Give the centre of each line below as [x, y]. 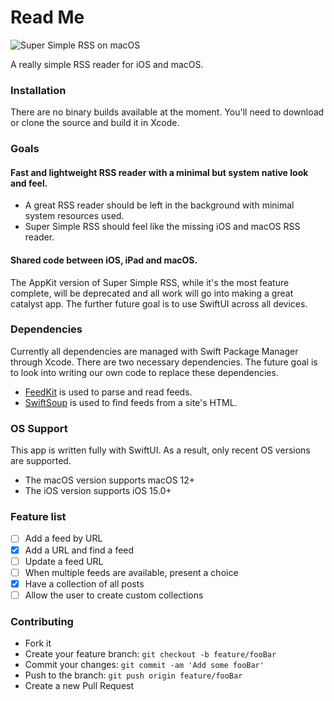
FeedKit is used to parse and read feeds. [108, 392]
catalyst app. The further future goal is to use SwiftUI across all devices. [159, 303]
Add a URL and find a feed [79, 550]
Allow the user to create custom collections [114, 595]
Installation [38, 90]
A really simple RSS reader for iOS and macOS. [107, 64]
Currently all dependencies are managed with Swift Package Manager [154, 351]
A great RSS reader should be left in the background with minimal [159, 205]
